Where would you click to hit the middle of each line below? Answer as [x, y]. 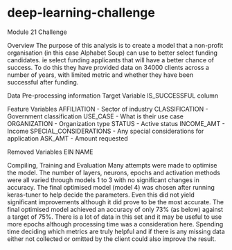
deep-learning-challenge [81, 13]
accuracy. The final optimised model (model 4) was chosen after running [111, 187]
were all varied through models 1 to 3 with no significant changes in [103, 180]
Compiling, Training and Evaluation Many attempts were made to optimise [112, 165]
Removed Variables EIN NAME [50, 152]
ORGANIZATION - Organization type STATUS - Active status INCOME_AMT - [116, 123]
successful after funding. [43, 82]
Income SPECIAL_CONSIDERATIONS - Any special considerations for [106, 131]
